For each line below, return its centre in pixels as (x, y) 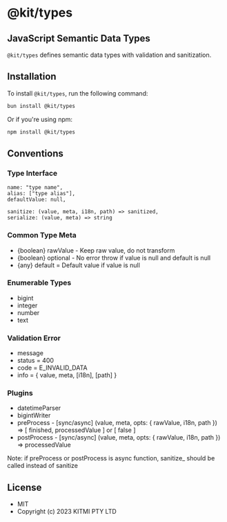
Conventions (36, 153)
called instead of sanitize (42, 466)
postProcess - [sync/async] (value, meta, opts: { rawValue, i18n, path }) (119, 438)
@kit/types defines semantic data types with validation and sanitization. (109, 55)
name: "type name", (35, 188)
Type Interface (32, 173)
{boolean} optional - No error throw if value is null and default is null (114, 258)
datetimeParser (39, 408)
